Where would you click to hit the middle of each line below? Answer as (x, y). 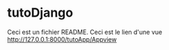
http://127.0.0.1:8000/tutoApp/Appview (62, 39)
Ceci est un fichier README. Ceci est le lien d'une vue (85, 32)
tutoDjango (40, 13)
